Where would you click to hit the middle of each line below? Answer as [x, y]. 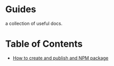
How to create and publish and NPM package [61, 58]
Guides [21, 9]
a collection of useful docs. [34, 23]
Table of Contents [44, 44]
